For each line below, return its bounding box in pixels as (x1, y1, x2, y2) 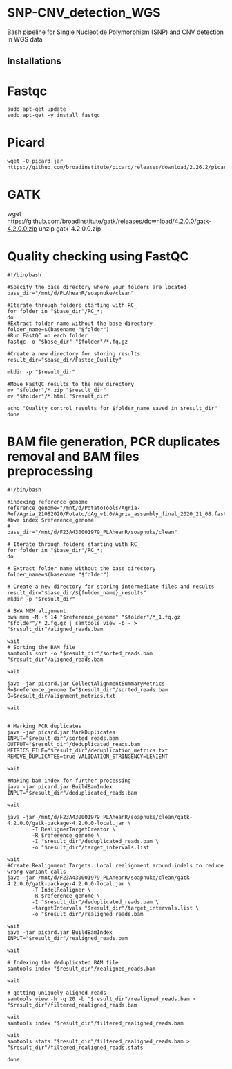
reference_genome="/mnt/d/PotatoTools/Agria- (7, 504, 140, 512)
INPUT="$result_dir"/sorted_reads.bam (7, 735, 119, 742)
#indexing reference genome (7, 499, 88, 506)
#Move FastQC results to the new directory (7, 381, 135, 388)
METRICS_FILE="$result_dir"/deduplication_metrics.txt (7, 747, 168, 754)
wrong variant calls (7, 868, 67, 876)
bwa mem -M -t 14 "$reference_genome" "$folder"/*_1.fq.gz (7, 614, 181, 621)
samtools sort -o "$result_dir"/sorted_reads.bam (7, 650, 153, 657)
